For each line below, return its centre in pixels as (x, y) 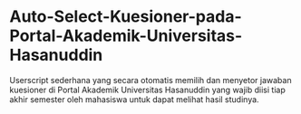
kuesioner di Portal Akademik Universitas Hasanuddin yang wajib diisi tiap (147, 90)
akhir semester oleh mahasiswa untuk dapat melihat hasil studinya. (135, 99)
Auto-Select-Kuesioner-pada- (126, 17)
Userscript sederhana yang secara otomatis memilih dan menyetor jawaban (150, 80)
